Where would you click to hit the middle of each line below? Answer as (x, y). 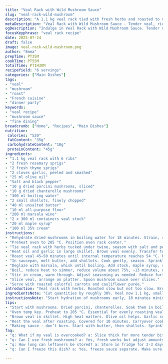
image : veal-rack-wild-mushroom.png (43, 47)
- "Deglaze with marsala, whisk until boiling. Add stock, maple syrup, (82, 265)
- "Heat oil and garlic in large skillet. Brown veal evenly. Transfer (81, 251)
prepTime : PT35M (22, 56)
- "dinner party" (23, 103)
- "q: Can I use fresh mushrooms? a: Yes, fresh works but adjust (76, 340)
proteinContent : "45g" (31, 149)
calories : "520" (24, 135)
